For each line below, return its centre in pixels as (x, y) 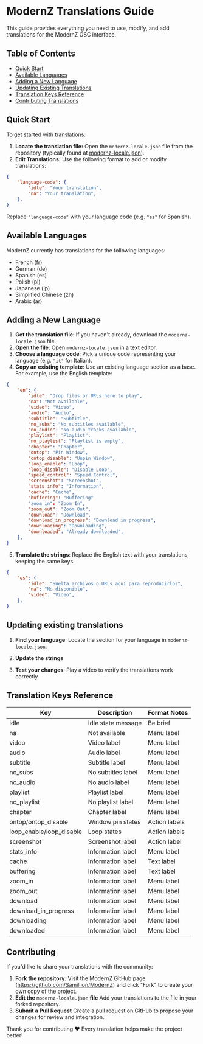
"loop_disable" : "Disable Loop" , (71, 470)
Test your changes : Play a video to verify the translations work (94, 670)
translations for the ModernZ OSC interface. (61, 34)
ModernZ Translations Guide (80, 11)
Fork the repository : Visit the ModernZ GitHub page (80, 978)
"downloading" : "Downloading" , (68, 526)
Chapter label (107, 812)
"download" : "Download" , (60, 515)
